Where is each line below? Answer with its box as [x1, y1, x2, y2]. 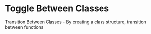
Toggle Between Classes [5, 3, 109, 14]
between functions [5, 24, 44, 30]
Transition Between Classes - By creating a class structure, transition [5, 19, 146, 25]
